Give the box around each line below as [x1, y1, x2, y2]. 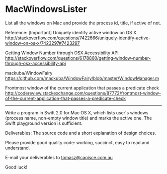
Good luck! [5, 164, 28, 170]
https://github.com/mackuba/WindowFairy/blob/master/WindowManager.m [5, 75, 159, 81]
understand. [5, 145, 30, 151]
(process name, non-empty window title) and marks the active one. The [5, 115, 152, 121]
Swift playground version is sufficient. [5, 120, 83, 126]
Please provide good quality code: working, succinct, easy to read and [5, 139, 150, 145]
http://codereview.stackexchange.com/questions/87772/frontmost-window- [5, 90, 162, 96]
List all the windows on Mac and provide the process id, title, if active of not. [5, 20, 162, 26]
